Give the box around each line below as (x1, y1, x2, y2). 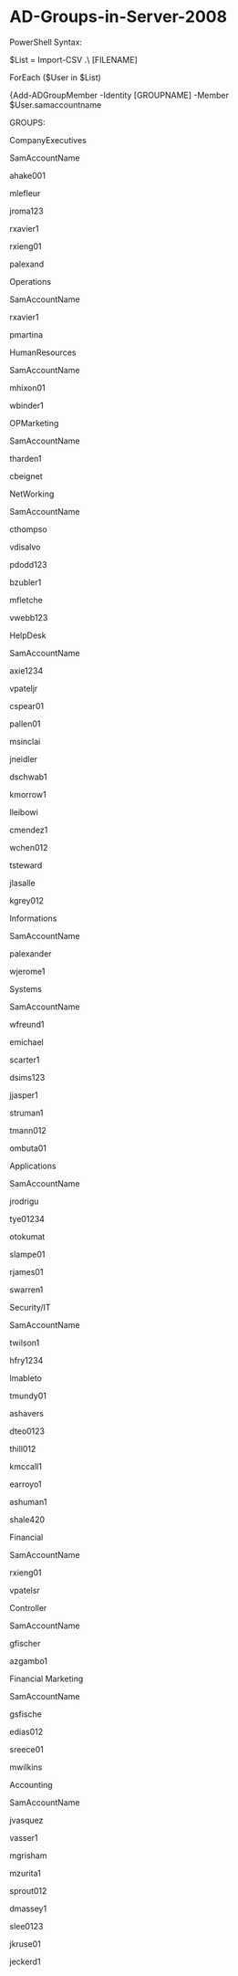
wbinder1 (9, 400, 44, 411)
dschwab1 (9, 771, 47, 782)
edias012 (9, 1726, 44, 1737)
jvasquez (9, 1814, 44, 1825)
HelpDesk (9, 630, 47, 641)
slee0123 (9, 1920, 44, 1931)
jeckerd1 (9, 1956, 41, 1967)
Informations (9, 913, 57, 924)
